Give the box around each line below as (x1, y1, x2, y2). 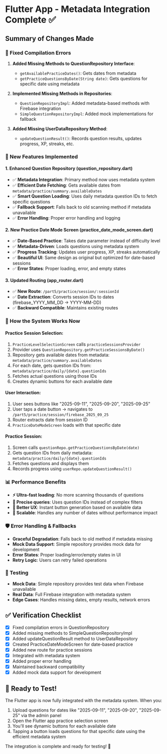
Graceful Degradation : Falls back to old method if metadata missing (12, 535, 153, 542)
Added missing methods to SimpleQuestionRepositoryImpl (12, 630, 133, 636)
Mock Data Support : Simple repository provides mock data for (12, 541, 141, 547)
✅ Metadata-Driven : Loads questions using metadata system (12, 244, 140, 250)
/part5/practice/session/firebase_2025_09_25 (12, 412, 109, 417)
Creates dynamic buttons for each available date (12, 378, 113, 384)
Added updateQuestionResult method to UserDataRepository (12, 635, 138, 642)
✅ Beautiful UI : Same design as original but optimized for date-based (12, 254, 156, 260)
